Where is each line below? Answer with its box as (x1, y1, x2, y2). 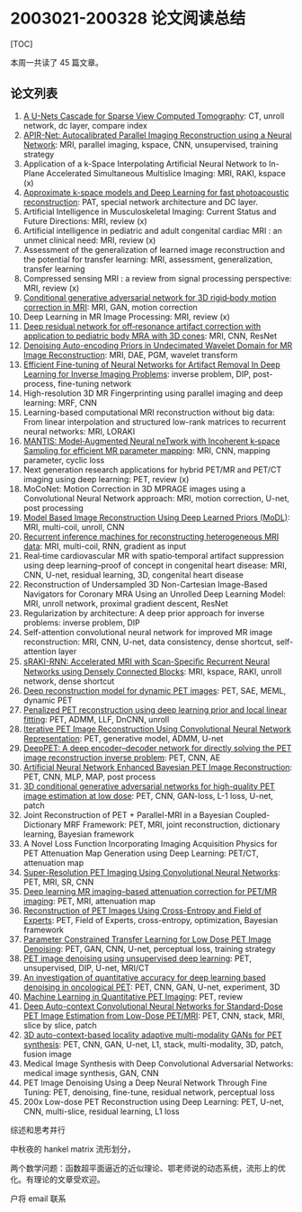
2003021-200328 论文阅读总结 (10, 8, 246, 29)
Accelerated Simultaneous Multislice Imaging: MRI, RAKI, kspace (46, 167, 286, 178)
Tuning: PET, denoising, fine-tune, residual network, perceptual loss (22, 1086, 275, 1098)
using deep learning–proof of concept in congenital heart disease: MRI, (22, 560, 288, 570)
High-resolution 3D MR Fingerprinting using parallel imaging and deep (22, 388, 284, 399)
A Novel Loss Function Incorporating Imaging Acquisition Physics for (22, 838, 278, 848)
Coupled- (235, 809, 271, 820)
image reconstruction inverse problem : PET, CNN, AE (22, 752, 221, 763)
